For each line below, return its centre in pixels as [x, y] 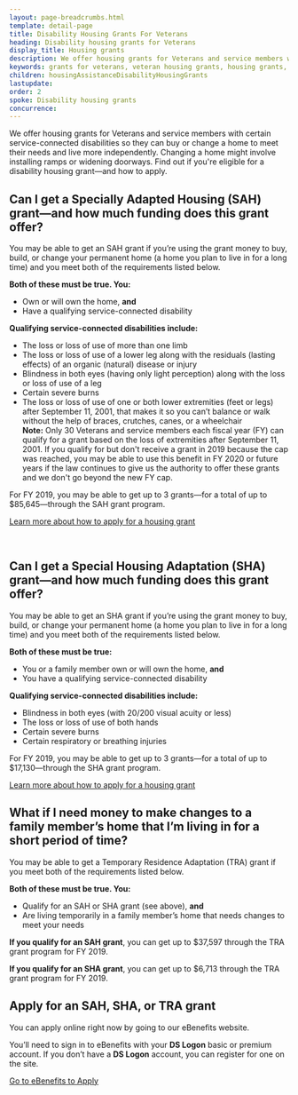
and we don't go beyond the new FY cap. [97, 478]
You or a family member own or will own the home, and [123, 669]
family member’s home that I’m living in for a [134, 827]
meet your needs [53, 924]
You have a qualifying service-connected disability [114, 678]
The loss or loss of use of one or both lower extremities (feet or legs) [148, 402]
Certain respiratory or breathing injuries [94, 741]
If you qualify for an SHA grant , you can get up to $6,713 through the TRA [145, 968]
